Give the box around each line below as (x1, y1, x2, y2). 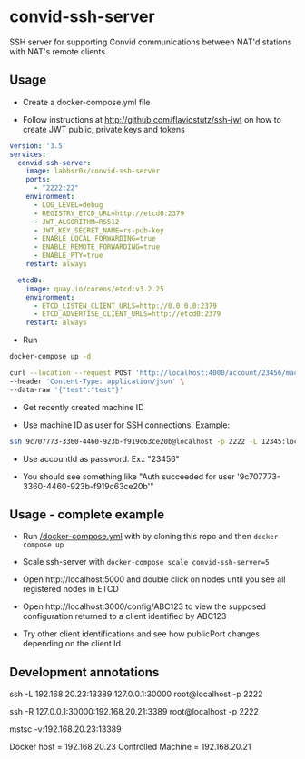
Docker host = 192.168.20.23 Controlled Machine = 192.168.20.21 (9, 742, 251, 753)
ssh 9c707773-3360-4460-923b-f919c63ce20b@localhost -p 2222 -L (9, 437, 258, 446)
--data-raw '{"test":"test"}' (9, 385, 124, 394)
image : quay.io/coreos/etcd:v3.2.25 (25, 284, 165, 293)
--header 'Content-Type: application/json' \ (9, 377, 184, 386)
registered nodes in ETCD (22, 584, 120, 595)
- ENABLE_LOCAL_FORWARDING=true (33, 234, 156, 243)
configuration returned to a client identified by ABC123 (22, 611, 227, 622)
